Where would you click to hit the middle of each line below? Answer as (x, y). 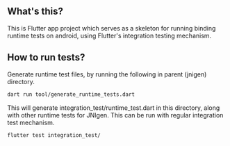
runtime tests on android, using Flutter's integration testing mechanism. (109, 35)
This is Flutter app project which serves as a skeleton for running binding (112, 28)
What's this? (35, 11)
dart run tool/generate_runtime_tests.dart (71, 94)
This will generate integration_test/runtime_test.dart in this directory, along (114, 108)
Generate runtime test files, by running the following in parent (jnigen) (107, 74)
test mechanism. (31, 122)
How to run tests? (46, 57)
